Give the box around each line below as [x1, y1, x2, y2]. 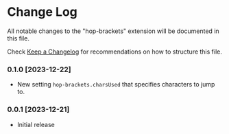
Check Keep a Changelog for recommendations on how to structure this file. [7, 47, 223, 56]
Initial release [16, 120, 55, 129]
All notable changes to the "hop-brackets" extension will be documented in [7, 27, 219, 35]
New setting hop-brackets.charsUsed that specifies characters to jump [16, 80, 215, 89]
